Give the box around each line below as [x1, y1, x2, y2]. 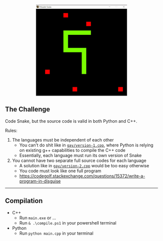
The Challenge [5, 105, 50, 113]
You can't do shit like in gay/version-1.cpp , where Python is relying [19, 142, 154, 148]
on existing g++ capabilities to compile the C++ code [19, 147, 126, 153]
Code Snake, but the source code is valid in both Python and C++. [5, 118, 137, 124]
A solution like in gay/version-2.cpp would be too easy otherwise [19, 162, 149, 168]
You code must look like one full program [19, 168, 102, 174]
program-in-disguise [19, 178, 61, 184]
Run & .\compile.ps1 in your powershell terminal [19, 220, 116, 225]
